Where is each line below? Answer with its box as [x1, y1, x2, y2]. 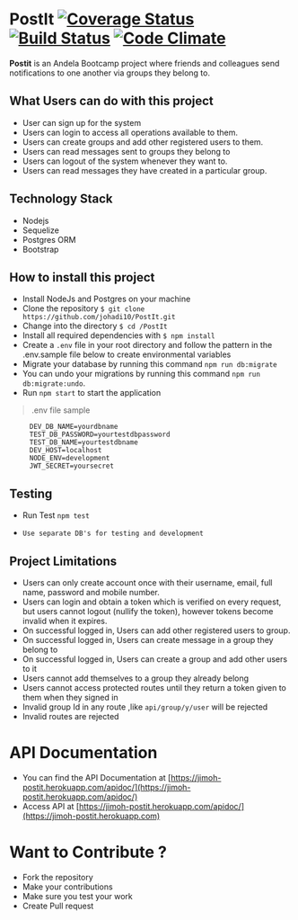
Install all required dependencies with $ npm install [22, 330, 215, 341]
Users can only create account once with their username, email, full [22, 577, 273, 588]
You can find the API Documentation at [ [22, 772, 171, 782]
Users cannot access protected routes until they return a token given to [22, 683, 287, 692]
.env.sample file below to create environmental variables [22, 349, 232, 360]
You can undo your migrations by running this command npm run [22, 369, 260, 380]
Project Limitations [9, 553, 118, 568]
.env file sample [31, 405, 91, 415]
